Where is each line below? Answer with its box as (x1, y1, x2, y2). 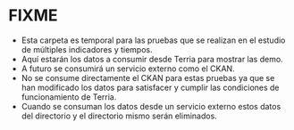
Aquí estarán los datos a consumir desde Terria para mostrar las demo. (21, 53, 283, 64)
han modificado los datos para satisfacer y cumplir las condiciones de (21, 82, 280, 93)
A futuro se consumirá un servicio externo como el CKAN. (21, 63, 235, 74)
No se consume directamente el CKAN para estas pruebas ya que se (21, 72, 275, 83)
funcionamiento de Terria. (21, 91, 117, 102)
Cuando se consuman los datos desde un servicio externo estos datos (21, 101, 281, 111)
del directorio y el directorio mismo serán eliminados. (21, 110, 218, 121)
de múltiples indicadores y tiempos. (21, 44, 153, 54)
